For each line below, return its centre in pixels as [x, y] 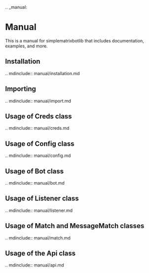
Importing [20, 89]
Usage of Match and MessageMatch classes [75, 226]
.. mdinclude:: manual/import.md [38, 101]
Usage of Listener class [42, 199]
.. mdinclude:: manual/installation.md [42, 73]
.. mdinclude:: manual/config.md [38, 156]
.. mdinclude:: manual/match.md [38, 238]
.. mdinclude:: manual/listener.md [39, 210]
